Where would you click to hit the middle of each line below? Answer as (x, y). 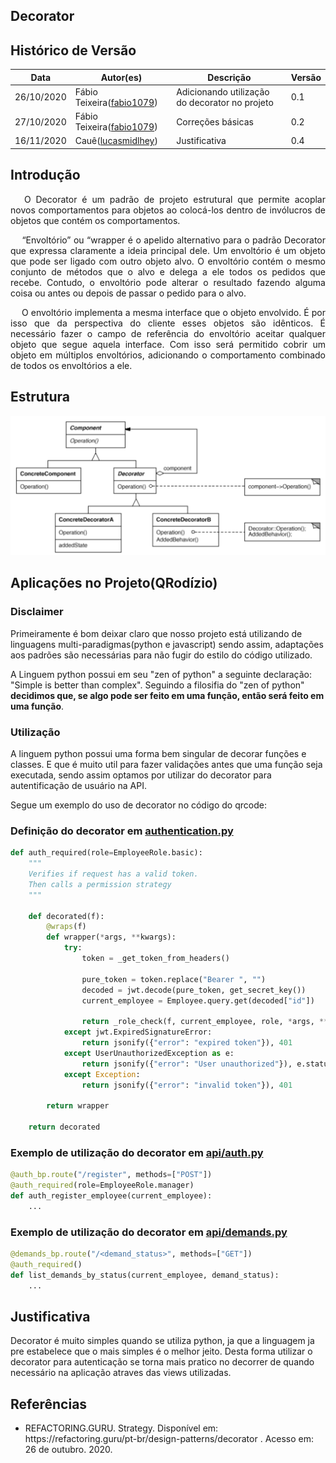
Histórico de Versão (73, 50)
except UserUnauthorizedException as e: (149, 1053)
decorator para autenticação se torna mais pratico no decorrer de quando (162, 1362)
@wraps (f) (66, 927)
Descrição (229, 77)
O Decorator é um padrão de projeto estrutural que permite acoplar (174, 199)
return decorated (64, 1127)
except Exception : (102, 1074)
